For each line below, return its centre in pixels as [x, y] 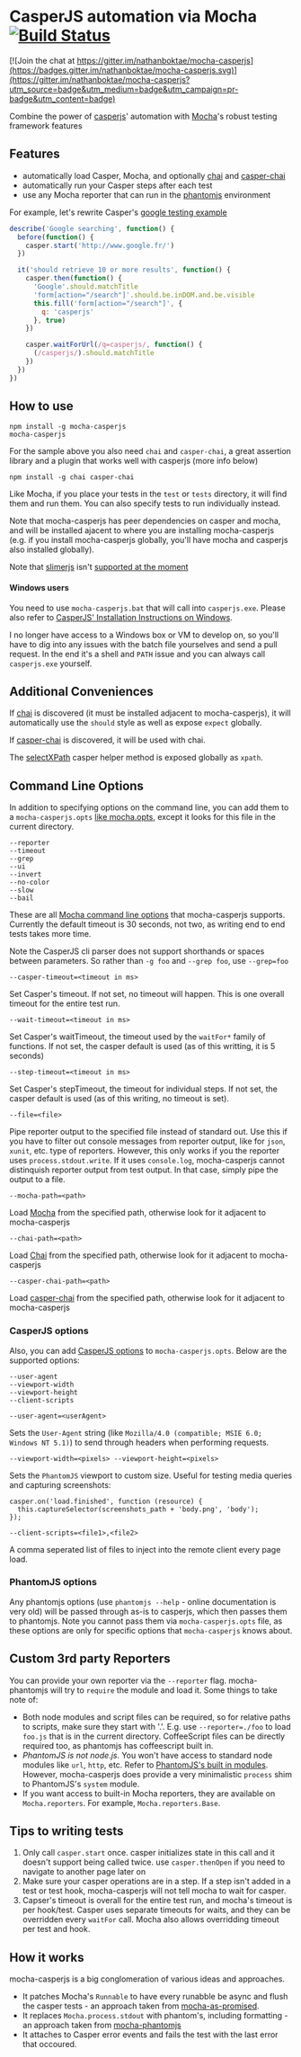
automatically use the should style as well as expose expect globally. [136, 723]
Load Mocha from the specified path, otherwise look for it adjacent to [138, 1213]
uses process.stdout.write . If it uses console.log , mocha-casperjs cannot [147, 1161]
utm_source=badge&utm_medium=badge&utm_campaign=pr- [124, 89]
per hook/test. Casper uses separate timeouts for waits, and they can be [156, 1910]
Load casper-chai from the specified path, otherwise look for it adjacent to [147, 1298]
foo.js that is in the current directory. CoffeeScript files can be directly [154, 1736]
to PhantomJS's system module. [81, 1784]
